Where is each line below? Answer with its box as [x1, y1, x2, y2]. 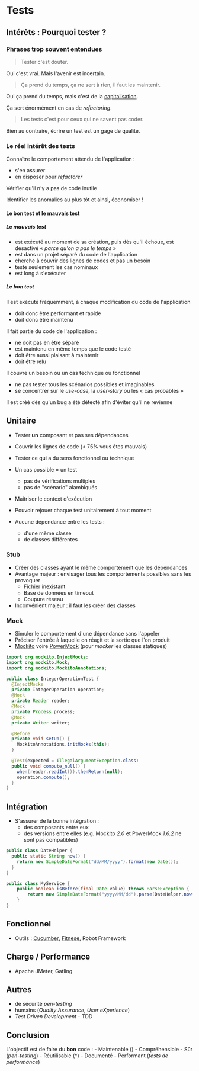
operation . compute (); [17, 774, 70, 780]
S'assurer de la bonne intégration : [14, 817, 99, 825]
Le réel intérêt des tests [6, 142, 75, 150]
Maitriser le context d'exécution [14, 495, 92, 502]
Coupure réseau [23, 595, 63, 602]
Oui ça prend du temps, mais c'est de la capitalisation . [6, 92, 139, 100]
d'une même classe [23, 530, 72, 537]
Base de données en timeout [23, 589, 94, 596]
